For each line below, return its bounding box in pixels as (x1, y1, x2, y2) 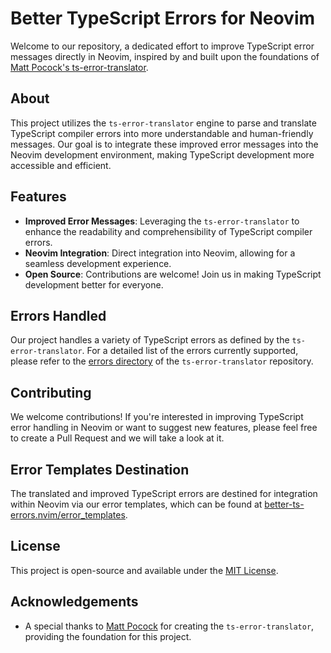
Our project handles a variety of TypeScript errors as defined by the (10, 334, 290, 346)
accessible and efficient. (10, 159, 112, 171)
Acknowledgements (10, 593, 139, 611)
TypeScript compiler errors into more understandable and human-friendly (10, 127, 314, 139)
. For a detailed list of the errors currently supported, (81, 345, 299, 357)
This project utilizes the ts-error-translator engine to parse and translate (10, 117, 317, 129)
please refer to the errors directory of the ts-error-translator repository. (10, 355, 314, 367)
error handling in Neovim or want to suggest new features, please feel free (10, 422, 318, 434)
